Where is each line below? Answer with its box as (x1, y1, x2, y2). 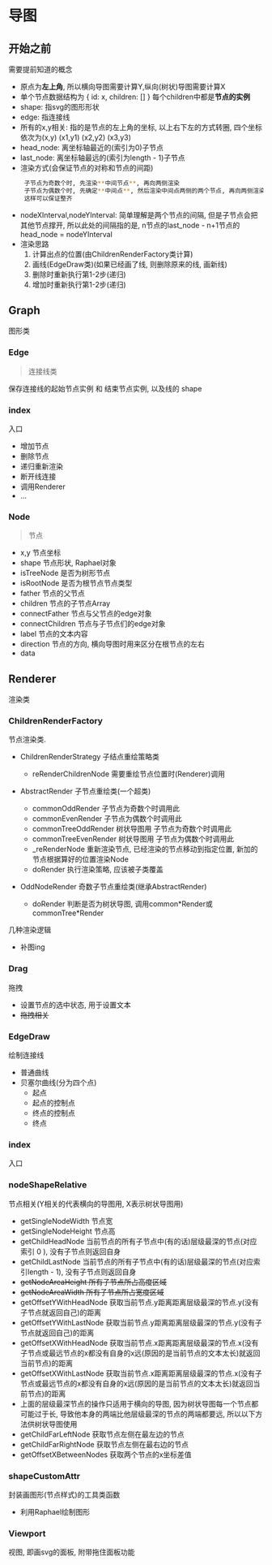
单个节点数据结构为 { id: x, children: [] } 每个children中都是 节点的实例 (19, 92, 251, 102)
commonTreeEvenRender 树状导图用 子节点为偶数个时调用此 (32, 834, 235, 844)
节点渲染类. (8, 735, 47, 745)
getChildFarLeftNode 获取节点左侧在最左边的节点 (19, 1429, 185, 1439)
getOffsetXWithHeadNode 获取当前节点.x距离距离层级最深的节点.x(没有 (19, 1338, 259, 1347)
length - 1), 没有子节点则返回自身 (27, 1267, 137, 1277)
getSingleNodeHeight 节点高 (19, 1226, 116, 1236)
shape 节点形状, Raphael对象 (19, 558, 117, 568)
